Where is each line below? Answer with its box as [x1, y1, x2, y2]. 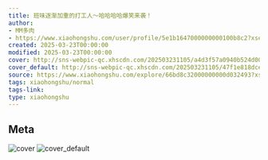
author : [8, 19, 34, 27]
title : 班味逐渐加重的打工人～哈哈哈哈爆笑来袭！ [8, 11, 152, 20]
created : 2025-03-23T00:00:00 [8, 41, 109, 49]
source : [8, 71, 34, 79]
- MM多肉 [8, 26, 35, 34]
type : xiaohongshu [8, 93, 69, 101]
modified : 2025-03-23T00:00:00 [8, 49, 112, 57]
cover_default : [8, 64, 59, 72]
